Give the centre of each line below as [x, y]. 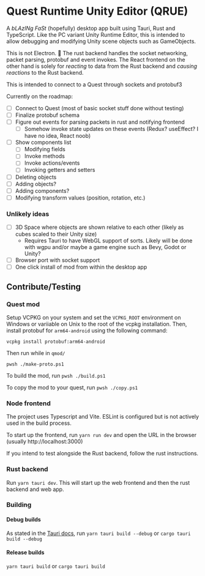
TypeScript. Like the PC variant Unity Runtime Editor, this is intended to [96, 34]
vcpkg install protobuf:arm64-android [56, 342]
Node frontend [28, 403]
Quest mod [23, 304]
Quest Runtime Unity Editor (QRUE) [97, 11]
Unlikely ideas [28, 214]
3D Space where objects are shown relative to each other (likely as [99, 227]
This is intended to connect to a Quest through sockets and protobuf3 [94, 84]
